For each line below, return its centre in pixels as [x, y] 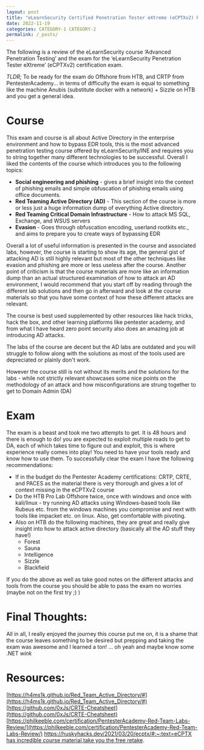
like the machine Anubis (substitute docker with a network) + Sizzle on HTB [101, 90]
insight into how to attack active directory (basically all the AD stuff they [105, 529]
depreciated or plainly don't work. [49, 360]
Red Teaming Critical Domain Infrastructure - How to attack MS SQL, [103, 215]
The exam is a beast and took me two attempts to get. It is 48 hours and [96, 433]
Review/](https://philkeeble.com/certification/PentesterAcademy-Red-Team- [102, 727]
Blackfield [37, 567]
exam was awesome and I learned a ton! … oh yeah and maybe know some [100, 646]
